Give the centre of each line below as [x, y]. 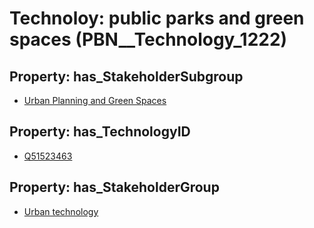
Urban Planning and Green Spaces [95, 100]
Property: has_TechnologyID [100, 132]
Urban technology [61, 211]
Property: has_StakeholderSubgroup [126, 76]
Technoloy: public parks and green [157, 18]
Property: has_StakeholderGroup [114, 187]
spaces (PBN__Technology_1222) [148, 39]
